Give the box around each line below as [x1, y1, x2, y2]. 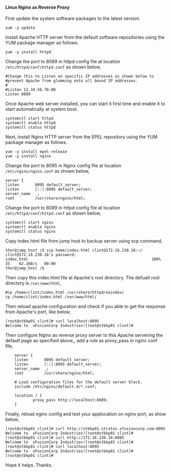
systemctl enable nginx [5, 225, 56, 230]
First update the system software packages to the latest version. [5, 15, 140, 21]
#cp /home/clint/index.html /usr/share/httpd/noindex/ [5, 290, 125, 295]
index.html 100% [5, 257, 161, 262]
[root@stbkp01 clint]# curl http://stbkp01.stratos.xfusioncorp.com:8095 [5, 427, 166, 432]
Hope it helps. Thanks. [5, 462, 53, 468]
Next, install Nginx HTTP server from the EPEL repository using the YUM [5, 134, 158, 140]
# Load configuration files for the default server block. [14, 380, 143, 385]
